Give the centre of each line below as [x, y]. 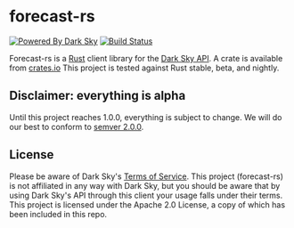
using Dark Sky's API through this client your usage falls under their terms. [146, 195]
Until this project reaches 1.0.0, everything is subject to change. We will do [146, 117]
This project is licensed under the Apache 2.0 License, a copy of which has [147, 204]
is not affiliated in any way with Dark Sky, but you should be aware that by [145, 185]
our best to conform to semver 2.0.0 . [77, 126]
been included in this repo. [58, 214]
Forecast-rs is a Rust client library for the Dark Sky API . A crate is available [146, 58]
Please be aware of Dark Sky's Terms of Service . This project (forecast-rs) [146, 176]
